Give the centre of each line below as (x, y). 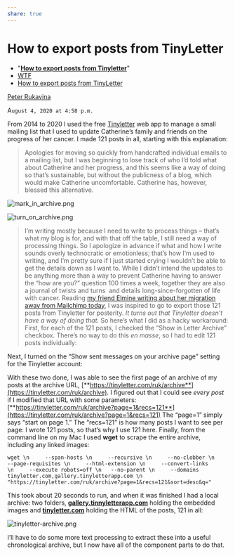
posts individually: (51, 342)
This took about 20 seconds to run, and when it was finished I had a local (113, 495)
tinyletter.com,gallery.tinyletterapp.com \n (75, 476)
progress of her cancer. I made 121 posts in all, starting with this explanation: (117, 138)
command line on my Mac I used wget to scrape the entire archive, (104, 437)
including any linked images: (48, 444)
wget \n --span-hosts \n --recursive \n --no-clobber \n (111, 458)
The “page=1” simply (193, 415)
